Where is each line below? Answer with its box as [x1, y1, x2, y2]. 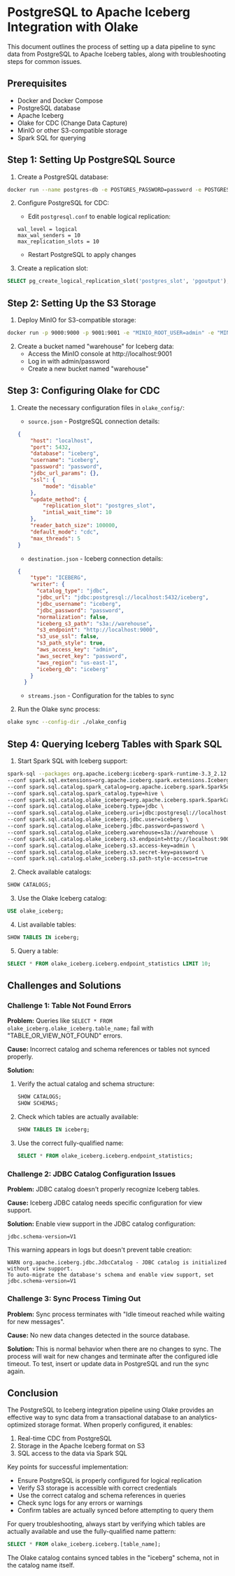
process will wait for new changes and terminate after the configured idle [7, 1352, 218, 1360]
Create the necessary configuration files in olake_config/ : [17, 403, 185, 411]
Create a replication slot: [17, 264, 89, 272]
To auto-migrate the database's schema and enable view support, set [7, 1271, 215, 1278]
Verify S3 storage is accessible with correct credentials [17, 1484, 177, 1492]
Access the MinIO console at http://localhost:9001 [27, 350, 173, 358]
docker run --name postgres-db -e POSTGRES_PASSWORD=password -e [7, 186, 201, 193]
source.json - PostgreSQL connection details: [27, 417, 160, 425]
